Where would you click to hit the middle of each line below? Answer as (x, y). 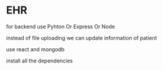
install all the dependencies (39, 61)
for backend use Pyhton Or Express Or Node (61, 26)
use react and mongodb (36, 49)
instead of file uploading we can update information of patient (81, 38)
